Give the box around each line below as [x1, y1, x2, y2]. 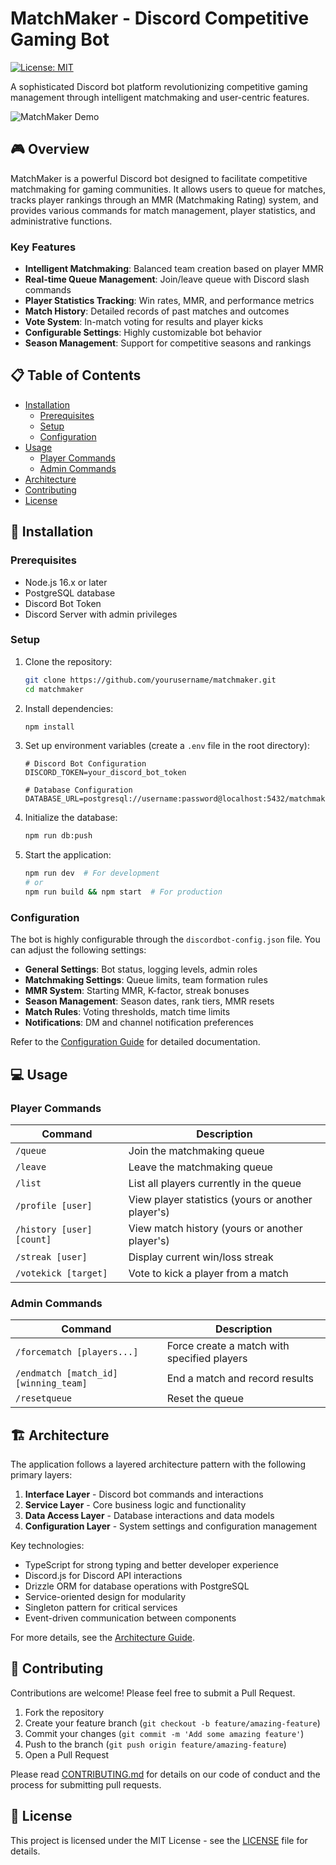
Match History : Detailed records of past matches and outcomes [24, 305, 290, 317]
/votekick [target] [15, 1267, 108, 1279]
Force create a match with [166, 1339, 290, 1353]
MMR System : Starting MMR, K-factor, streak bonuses [24, 985, 250, 997]
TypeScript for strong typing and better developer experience [24, 1559, 279, 1571]
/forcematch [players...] [15, 1347, 139, 1358]
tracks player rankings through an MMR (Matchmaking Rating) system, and [10, 193, 319, 206]
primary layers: [10, 1469, 73, 1481]
